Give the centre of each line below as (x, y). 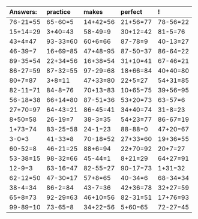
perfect (132, 12)
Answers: (23, 12)
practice (58, 12)
